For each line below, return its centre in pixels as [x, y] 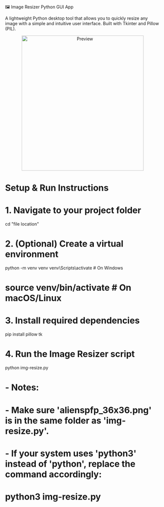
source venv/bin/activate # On [68, 288]
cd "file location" [22, 224]
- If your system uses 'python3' [71, 453]
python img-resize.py [27, 368]
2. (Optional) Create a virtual [64, 244]
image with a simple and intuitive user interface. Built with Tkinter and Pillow [82, 23]
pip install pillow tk [24, 334]
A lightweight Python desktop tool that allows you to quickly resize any [77, 18]
